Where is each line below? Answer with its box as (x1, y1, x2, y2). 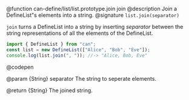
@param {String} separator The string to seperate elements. (6, 75, 156, 82)
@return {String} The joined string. (6, 87, 93, 94)
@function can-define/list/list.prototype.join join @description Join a (6, 5, 177, 12)
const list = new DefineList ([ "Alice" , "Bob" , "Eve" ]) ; (6, 46, 150, 53)
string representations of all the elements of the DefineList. (6, 30, 153, 37)
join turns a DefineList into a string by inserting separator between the (6, 23, 184, 30)
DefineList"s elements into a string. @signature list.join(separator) (6, 11, 180, 19)
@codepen (6, 63, 34, 70)
